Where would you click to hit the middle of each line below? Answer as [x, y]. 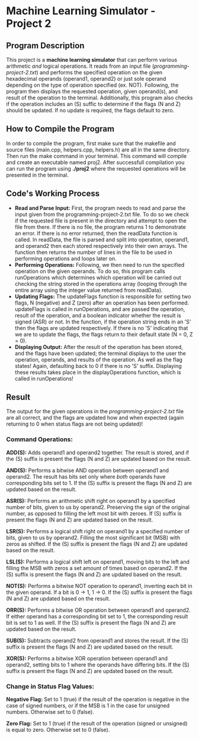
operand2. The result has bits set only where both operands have [86, 476]
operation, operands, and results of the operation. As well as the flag [98, 359]
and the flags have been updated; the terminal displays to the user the [100, 353]
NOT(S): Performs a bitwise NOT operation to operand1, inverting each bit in [99, 586]
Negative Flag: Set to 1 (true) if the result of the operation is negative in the [98, 699]
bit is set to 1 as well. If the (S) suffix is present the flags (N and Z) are [91, 622]
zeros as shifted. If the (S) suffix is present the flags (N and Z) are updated [97, 544]
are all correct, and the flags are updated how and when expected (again [95, 418]
